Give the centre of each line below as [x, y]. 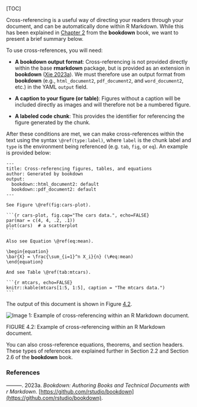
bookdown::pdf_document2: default [54, 189]
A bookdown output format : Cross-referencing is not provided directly [101, 62]
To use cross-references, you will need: [54, 50]
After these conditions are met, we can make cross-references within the [95, 134]
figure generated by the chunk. [52, 122]
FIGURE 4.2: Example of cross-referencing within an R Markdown [86, 327]
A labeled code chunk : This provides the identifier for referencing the [100, 116]
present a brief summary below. [45, 39]
